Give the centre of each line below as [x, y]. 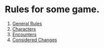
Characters [24, 29]
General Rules [27, 23]
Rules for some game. [52, 9]
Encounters [24, 34]
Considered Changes [35, 40]
